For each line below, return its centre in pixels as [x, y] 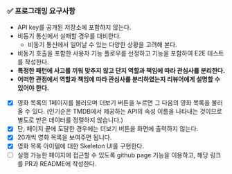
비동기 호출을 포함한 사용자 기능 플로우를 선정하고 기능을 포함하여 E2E [111, 53]
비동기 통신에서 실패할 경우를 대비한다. [69, 36]
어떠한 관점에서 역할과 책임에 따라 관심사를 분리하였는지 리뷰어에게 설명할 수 [118, 79]
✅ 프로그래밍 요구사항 [42, 10]
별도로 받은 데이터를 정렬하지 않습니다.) [70, 120]
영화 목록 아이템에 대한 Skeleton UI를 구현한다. [80, 146]
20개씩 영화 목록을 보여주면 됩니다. [64, 137]
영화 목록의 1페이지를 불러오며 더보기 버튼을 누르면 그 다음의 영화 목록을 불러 [120, 103]
